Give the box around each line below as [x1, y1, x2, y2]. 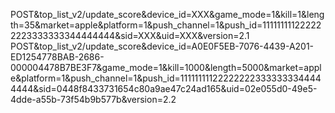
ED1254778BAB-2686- [10, 51, 105, 63]
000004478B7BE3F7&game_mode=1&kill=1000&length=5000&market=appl [10, 62, 322, 73]
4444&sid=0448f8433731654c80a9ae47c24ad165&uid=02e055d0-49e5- [10, 83, 318, 94]
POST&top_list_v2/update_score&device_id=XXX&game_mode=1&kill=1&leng [10, 9, 325, 20]
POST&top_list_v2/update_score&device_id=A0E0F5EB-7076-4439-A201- [10, 40, 315, 52]
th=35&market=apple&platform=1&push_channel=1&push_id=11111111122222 [10, 19, 322, 31]
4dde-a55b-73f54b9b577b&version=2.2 [10, 94, 177, 105]
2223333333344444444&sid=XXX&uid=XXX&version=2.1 [10, 30, 250, 41]
